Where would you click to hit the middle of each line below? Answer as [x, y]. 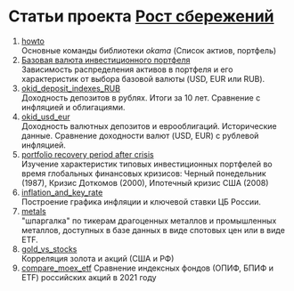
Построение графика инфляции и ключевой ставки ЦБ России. [141, 201]
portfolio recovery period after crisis [87, 154]
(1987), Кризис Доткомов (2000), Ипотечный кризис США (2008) [145, 182]
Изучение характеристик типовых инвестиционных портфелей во [147, 164]
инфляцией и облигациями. [73, 107]
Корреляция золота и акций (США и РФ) [98, 258]
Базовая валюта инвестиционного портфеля [106, 60]
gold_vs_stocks [49, 249]
